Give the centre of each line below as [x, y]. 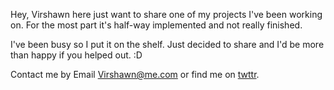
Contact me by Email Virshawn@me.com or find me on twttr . [135, 74]
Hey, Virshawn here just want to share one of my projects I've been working [166, 14]
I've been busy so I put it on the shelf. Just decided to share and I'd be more [167, 44]
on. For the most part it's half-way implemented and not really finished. [156, 25]
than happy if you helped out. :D [76, 55]
